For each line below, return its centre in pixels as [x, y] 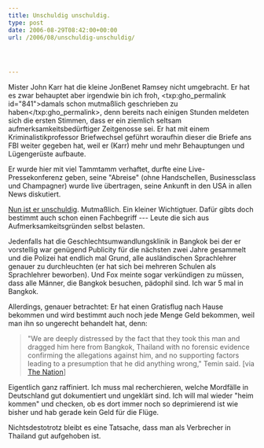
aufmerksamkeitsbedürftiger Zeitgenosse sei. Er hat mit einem [109, 129]
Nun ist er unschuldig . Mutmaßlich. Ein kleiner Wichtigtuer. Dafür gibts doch [131, 210]
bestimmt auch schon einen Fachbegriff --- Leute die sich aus [109, 218]
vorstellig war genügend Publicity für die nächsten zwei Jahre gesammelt [127, 250]
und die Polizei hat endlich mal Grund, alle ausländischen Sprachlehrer [123, 258]
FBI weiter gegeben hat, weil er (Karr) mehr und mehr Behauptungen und [126, 145]
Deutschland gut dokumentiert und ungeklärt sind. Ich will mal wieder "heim [131, 396]
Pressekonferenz [36, 178]
